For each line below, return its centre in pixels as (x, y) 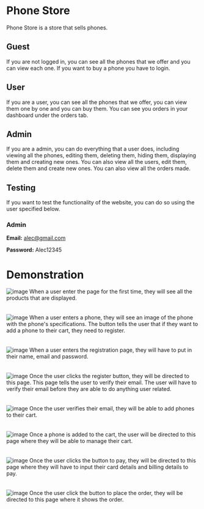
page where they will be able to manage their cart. (70, 441)
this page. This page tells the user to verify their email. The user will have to (102, 382)
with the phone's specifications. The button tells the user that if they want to (102, 324)
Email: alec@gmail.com (36, 238)
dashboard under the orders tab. (47, 115)
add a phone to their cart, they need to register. (66, 330)
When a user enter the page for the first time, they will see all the (111, 292)
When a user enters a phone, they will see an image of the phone (111, 318)
